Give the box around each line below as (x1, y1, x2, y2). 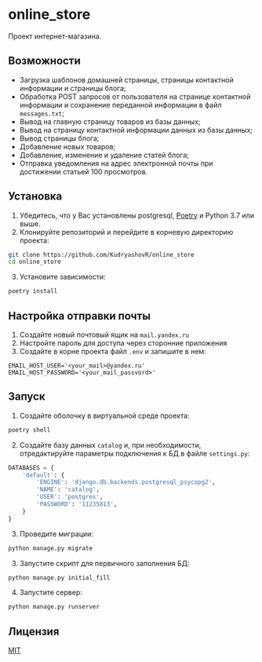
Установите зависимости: (19, 272, 106, 282)
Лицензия (8, 624, 60, 638)
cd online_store (8, 258, 61, 266)
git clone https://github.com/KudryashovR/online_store (8, 251, 195, 258)
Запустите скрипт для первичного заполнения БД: (19, 558, 190, 568)
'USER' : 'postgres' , (36, 493, 104, 501)
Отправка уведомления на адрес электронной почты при (19, 159, 213, 168)
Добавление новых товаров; (19, 141, 116, 151)
